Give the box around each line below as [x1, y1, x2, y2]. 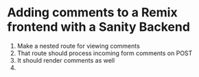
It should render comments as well [16, 56, 115, 64]
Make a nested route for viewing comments [16, 42, 141, 50]
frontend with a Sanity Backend [7, 19, 191, 35]
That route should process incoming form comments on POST [16, 49, 193, 57]
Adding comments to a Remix [7, 5, 178, 20]
